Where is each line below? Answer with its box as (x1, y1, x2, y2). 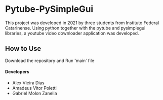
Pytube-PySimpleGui (5, 3, 94, 15)
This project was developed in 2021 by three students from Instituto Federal (5, 20, 159, 26)
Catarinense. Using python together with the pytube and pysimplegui (5, 25, 146, 31)
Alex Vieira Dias (12, 80, 44, 86)
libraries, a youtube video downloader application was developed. (5, 30, 139, 36)
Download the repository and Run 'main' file (5, 58, 95, 64)
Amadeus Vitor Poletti (12, 85, 57, 91)
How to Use (5, 44, 41, 53)
